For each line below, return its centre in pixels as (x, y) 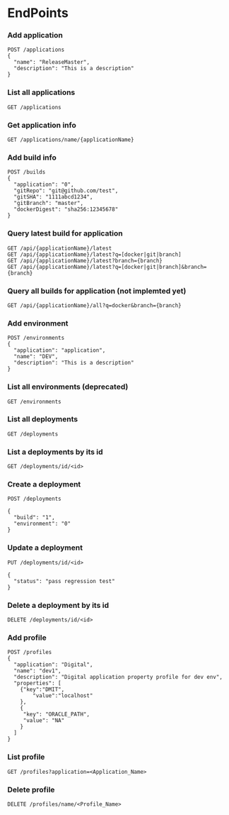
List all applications (41, 92)
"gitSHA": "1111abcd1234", (53, 197)
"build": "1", (34, 518)
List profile (26, 757)
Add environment (38, 323)
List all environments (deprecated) (68, 387)
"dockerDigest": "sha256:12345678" (66, 210)
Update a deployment (45, 548)
